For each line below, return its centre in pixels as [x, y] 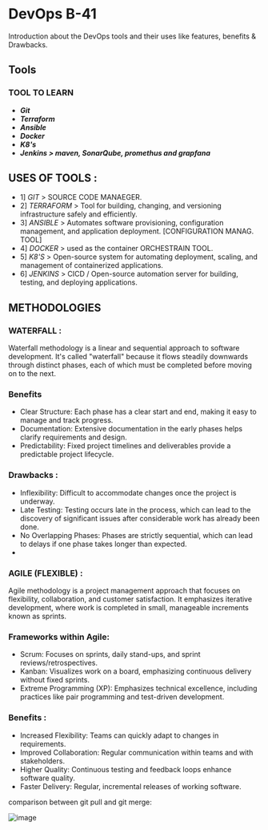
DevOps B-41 [53, 14]
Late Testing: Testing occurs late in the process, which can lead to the [135, 509]
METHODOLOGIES [55, 308]
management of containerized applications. [92, 265]
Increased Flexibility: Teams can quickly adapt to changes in [119, 735]
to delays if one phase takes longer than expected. [103, 544]
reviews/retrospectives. [59, 663]
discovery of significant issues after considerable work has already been [140, 518]
